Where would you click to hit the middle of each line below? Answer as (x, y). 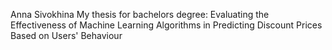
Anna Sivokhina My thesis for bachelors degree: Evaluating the (140, 14)
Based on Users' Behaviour (66, 35)
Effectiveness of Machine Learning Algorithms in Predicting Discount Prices (166, 25)
